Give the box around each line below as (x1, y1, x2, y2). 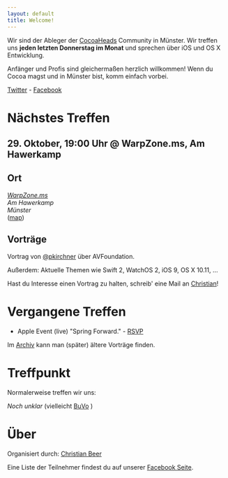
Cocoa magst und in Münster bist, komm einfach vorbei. (7, 71, 169, 80)
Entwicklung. (7, 50, 45, 59)
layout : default (7, 10, 54, 17)
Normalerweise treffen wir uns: (7, 388, 96, 396)
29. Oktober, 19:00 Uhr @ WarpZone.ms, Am (7, 138, 206, 150)
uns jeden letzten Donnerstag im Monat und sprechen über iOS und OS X (7, 43, 221, 52)
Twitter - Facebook (7, 85, 62, 94)
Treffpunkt (7, 365, 71, 381)
